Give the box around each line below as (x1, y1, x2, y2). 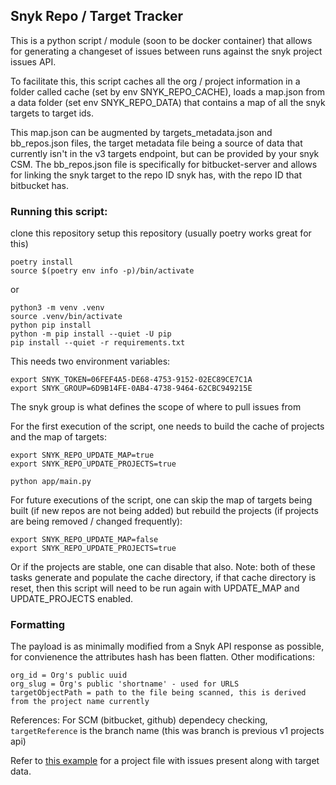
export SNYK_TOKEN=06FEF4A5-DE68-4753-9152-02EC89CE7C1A (10, 375, 253, 385)
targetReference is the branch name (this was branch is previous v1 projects (10, 725, 325, 737)
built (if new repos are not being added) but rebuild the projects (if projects (10, 505, 319, 517)
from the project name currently (10, 697, 150, 707)
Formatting (10, 618, 66, 632)
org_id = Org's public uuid (10, 670, 128, 681)
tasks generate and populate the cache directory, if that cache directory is (10, 572, 317, 584)
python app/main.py (10, 477, 92, 487)
